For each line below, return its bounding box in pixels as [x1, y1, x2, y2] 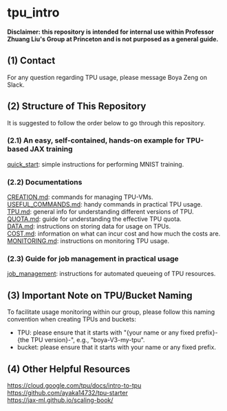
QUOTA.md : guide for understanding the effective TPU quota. [7, 215, 182, 223]
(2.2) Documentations [7, 177, 83, 187]
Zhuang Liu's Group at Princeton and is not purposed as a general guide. [7, 34, 219, 43]
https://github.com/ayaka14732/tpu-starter [7, 389, 129, 397]
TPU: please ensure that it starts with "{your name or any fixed [17, 328, 195, 337]
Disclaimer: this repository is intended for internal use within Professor [7, 28, 215, 36]
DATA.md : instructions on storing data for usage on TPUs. [7, 222, 171, 231]
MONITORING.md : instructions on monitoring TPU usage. [7, 237, 170, 245]
